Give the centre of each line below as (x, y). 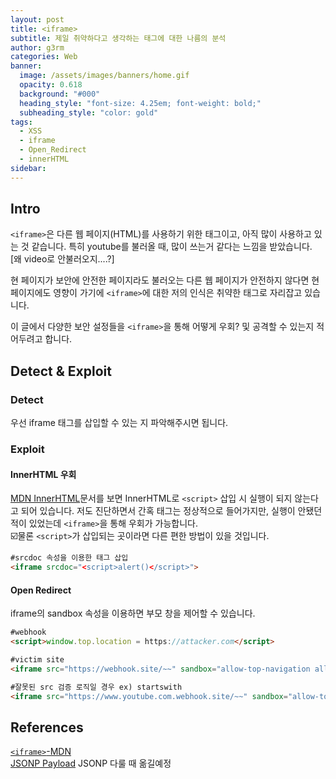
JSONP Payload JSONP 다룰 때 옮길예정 (91, 763)
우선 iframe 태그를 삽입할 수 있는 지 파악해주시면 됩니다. (119, 423)
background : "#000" (60, 94)
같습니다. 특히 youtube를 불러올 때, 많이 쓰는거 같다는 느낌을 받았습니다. (172, 247)
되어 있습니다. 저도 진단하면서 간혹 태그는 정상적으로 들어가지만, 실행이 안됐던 (171, 511)
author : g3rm (37, 47)
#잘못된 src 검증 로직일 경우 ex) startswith (96, 687)
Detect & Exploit (61, 371)
